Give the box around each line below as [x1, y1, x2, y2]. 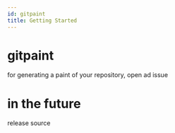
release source [7, 119, 51, 127]
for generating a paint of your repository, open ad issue [7, 71, 168, 79]
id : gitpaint [7, 10, 46, 18]
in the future [7, 96, 81, 112]
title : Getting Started [7, 17, 78, 24]
